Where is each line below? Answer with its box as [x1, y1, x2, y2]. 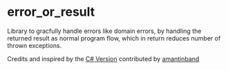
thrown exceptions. [7, 41, 62, 49]
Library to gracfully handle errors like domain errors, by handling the [7, 27, 202, 35]
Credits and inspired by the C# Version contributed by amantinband [7, 54, 200, 62]
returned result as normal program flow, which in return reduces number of [7, 34, 221, 42]
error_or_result [7, 4, 95, 20]
